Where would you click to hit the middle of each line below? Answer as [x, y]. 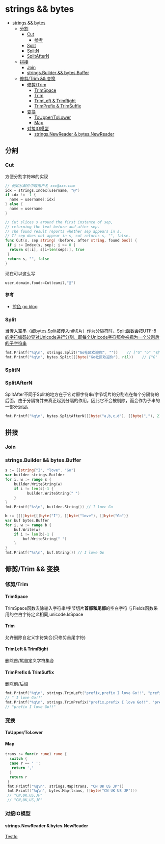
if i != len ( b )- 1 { [34, 534]
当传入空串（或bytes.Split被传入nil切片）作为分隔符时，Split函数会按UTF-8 [81, 331]
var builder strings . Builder [35, 475]
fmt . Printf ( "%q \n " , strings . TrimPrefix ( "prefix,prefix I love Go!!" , [78, 702]
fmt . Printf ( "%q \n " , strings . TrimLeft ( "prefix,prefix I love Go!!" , [76, 693]
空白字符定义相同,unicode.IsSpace [48, 614]
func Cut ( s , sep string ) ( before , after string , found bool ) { [71, 241]
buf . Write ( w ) [27, 529]
